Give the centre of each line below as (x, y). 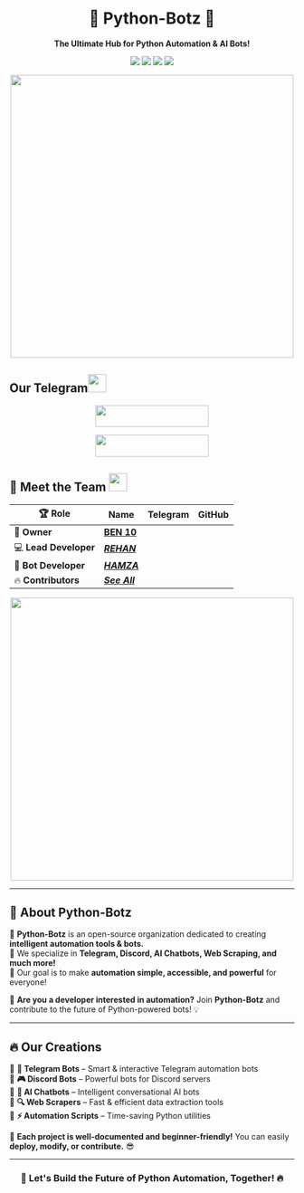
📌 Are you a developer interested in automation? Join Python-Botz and (145, 1000)
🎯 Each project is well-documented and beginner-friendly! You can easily (149, 1137)
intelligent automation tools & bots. (77, 944)
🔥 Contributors (47, 580)
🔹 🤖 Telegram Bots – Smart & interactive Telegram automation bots (134, 1069)
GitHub (213, 515)
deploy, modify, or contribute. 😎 (72, 1146)
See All (119, 580)
